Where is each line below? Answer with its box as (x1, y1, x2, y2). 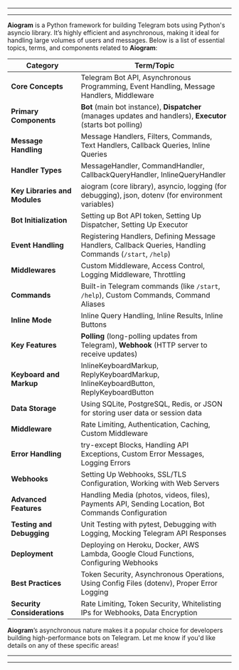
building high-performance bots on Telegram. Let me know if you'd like (7, 634, 216, 642)
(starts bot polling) (80, 120, 143, 129)
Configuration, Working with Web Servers (80, 479, 220, 488)
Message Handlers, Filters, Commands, (80, 131, 212, 141)
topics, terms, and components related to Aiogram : (7, 44, 158, 52)
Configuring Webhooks (80, 558, 159, 567)
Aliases (80, 299, 105, 309)
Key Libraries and (11, 186, 73, 196)
